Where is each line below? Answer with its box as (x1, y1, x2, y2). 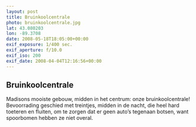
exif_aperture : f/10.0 (6, 47, 62, 53)
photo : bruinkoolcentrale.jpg (6, 19, 81, 25)
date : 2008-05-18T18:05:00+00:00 (6, 36, 89, 42)
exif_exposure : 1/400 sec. (6, 42, 73, 48)
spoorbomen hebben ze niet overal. (6, 115, 94, 122)
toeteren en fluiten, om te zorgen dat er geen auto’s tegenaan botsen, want (6, 108, 189, 115)
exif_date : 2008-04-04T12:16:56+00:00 (6, 58, 102, 64)
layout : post (6, 8, 38, 15)
